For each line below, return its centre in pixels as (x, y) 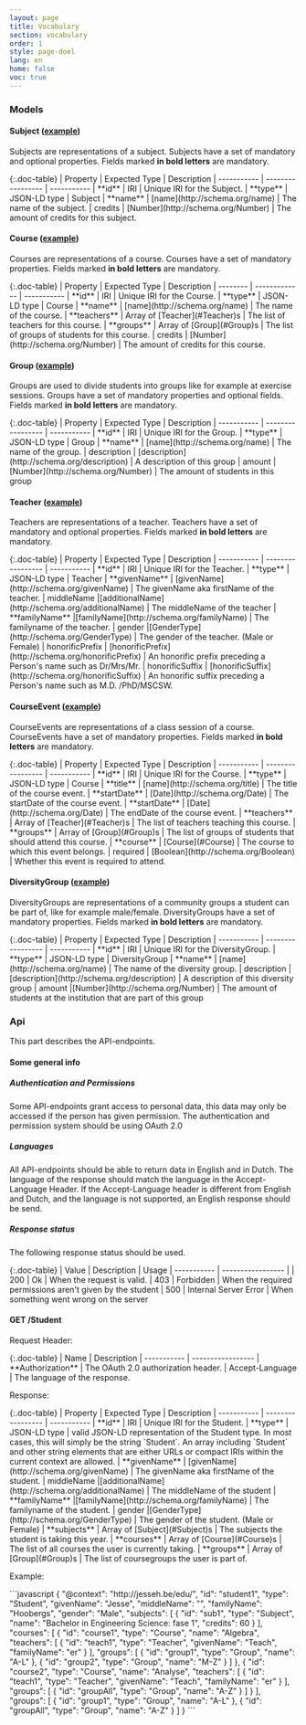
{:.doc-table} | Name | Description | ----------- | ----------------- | (135, 1358)
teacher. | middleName (53, 598)
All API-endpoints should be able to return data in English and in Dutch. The (152, 1169)
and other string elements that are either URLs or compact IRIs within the (147, 1451)
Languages (32, 1147)
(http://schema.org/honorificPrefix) (75, 656)
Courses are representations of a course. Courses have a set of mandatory (151, 259)
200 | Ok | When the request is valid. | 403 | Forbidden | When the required (151, 1279)
